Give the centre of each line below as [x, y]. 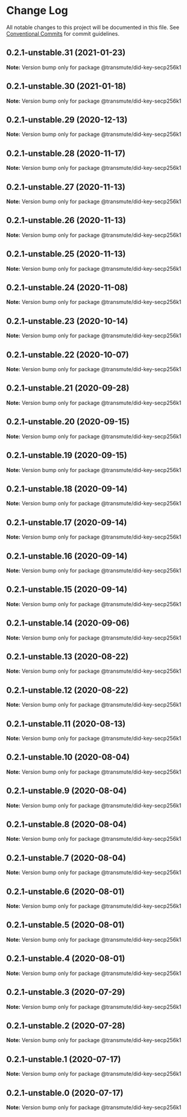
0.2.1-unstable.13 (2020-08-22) [67, 656]
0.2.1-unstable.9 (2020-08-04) [66, 791]
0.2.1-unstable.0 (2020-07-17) [65, 1093]
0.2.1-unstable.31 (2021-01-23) [66, 53]
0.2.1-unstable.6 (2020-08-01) [65, 891]
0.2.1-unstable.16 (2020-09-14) [67, 556]
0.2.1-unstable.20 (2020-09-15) [68, 422]
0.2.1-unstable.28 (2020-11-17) [66, 153]
